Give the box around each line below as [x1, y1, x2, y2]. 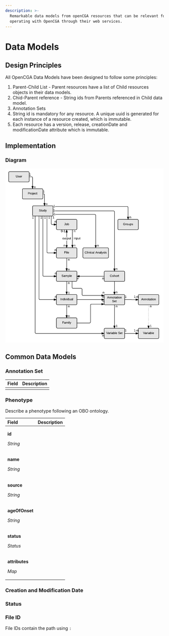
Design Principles [5, 61, 62, 69]
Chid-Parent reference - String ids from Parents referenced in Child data [12, 95, 162, 101]
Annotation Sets [12, 106, 46, 112]
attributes [7, 559, 29, 565]
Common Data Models [5, 353, 76, 361]
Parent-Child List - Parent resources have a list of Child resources [12, 84, 149, 90]
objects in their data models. [12, 90, 72, 96]
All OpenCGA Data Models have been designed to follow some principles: [5, 74, 157, 81]
